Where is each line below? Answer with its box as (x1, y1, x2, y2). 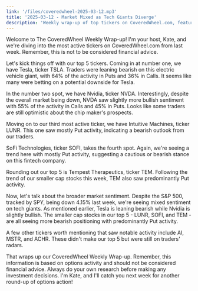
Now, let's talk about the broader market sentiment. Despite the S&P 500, (6, 193, 184, 200)
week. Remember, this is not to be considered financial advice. (6, 48, 159, 56)
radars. (6, 242, 24, 249)
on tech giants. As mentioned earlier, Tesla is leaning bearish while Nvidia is (6, 205, 190, 212)
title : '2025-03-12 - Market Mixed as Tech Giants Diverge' (6, 14, 157, 20)
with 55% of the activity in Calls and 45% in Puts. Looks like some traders (6, 103, 186, 110)
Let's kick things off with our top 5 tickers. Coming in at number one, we (6, 60, 181, 67)
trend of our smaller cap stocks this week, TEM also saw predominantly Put (6, 175, 190, 182)
